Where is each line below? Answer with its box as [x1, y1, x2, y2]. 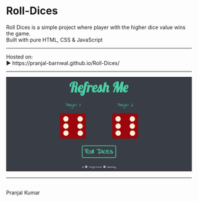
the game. [6, 30, 31, 37]
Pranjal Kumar [6, 189, 40, 196]
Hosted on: [6, 53, 34, 60]
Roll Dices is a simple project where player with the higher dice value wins [6, 24, 186, 31]
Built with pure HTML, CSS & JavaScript [6, 36, 103, 43]
